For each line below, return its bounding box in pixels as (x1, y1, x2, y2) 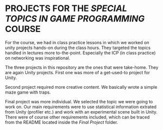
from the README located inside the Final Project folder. (5, 119, 118, 125)
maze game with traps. (5, 89, 51, 95)
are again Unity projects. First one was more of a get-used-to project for (5, 69, 150, 75)
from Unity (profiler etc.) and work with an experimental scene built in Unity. (5, 109, 158, 114)
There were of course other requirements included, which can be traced (5, 114, 150, 120)
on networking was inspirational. (5, 55, 71, 61)
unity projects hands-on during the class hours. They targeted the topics (5, 45, 151, 50)
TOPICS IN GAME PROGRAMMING (5, 13, 145, 24)
